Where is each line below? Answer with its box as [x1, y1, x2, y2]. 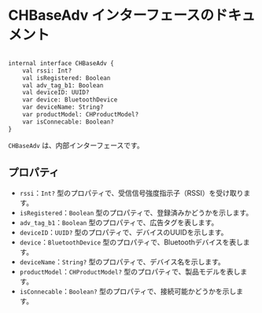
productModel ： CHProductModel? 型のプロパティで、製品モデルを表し [19, 267, 241, 276]
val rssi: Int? [22, 67, 72, 75]
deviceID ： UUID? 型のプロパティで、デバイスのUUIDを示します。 [19, 227, 228, 237]
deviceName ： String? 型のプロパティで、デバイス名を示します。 [19, 256, 226, 267]
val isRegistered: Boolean [22, 74, 111, 82]
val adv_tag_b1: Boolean [22, 81, 104, 90]
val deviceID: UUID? [22, 89, 90, 97]
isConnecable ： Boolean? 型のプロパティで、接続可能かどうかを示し [19, 286, 237, 296]
